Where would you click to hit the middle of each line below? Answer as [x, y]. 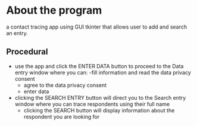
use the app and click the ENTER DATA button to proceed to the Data [99, 66]
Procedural [27, 52]
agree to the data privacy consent [65, 85]
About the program [54, 10]
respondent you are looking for [62, 116]
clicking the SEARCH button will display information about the [99, 110]
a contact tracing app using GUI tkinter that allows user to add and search [97, 27]
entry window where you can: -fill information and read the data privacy [103, 73]
